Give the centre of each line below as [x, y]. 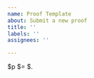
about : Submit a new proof [47, 21]
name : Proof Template [40, 14]
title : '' [22, 27]
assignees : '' [28, 40]
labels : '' [23, 34]
